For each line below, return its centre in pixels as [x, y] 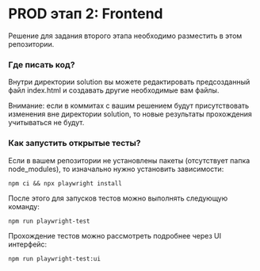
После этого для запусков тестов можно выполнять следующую [118, 198]
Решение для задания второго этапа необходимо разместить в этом [125, 36]
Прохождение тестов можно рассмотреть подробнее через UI [115, 235]
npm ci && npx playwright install [65, 183]
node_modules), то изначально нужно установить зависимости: [116, 169]
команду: [24, 206]
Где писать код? [42, 64]
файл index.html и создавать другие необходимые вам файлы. [114, 90]
